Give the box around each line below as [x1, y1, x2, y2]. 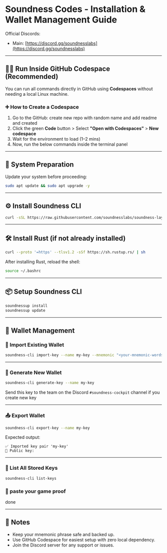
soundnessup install [5, 303, 48, 308]
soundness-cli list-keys [5, 476, 57, 481]
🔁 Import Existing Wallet [5, 341, 65, 348]
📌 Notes [5, 518, 30, 527]
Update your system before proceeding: [5, 174, 87, 180]
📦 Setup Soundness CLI [5, 288, 82, 296]
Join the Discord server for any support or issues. [12, 542, 114, 548]
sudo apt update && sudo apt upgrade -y [5, 183, 90, 188]
